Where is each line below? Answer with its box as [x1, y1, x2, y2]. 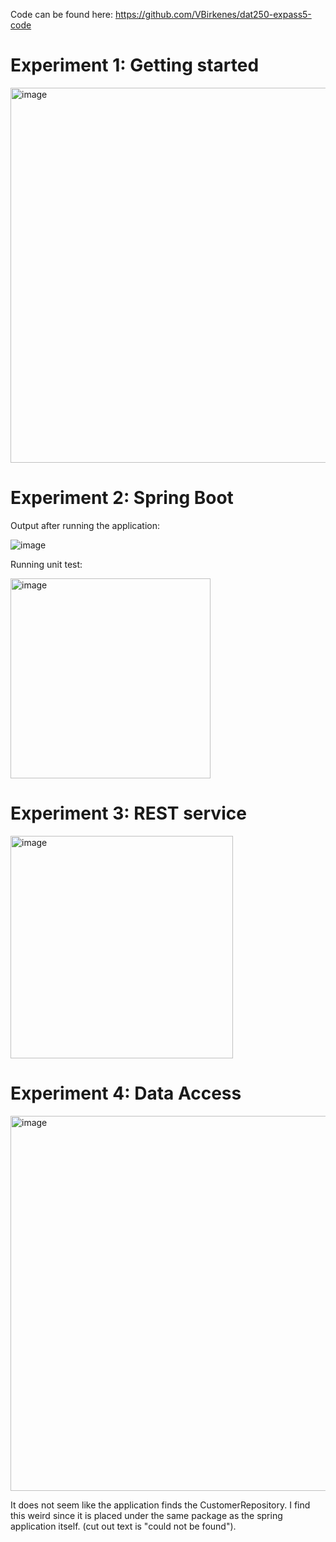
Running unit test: [10, 558, 83, 570]
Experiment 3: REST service [10, 802, 247, 825]
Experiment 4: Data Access [10, 1082, 242, 1104]
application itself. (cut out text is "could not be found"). [10, 1520, 237, 1532]
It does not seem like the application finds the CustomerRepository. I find [10, 1499, 311, 1511]
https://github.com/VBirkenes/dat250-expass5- [115, 9, 312, 20]
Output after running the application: [10, 519, 160, 531]
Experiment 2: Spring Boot [10, 487, 234, 509]
